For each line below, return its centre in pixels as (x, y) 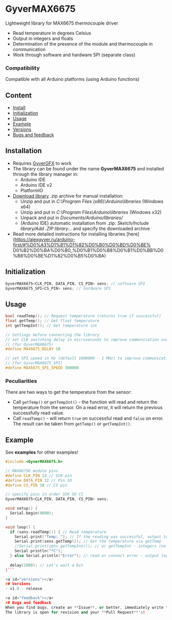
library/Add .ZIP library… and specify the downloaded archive (85, 228)
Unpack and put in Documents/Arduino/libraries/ (72, 218)
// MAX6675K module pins (32, 471)
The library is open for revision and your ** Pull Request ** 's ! (75, 612)
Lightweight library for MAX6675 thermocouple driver (62, 23)
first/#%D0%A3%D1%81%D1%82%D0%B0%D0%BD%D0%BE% (82, 245)
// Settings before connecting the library (52, 335)
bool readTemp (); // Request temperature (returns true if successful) (83, 316)
